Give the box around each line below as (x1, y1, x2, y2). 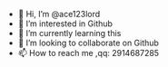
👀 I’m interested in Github (17, 18, 114, 29)
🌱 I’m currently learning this (17, 28, 122, 38)
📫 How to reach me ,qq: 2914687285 (17, 48, 160, 58)
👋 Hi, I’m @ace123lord (17, 9, 101, 19)
